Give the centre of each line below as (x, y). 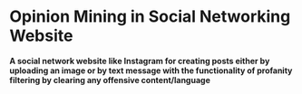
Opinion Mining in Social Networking (150, 17)
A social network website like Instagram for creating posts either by (140, 61)
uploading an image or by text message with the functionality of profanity (151, 70)
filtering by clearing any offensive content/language (110, 80)
